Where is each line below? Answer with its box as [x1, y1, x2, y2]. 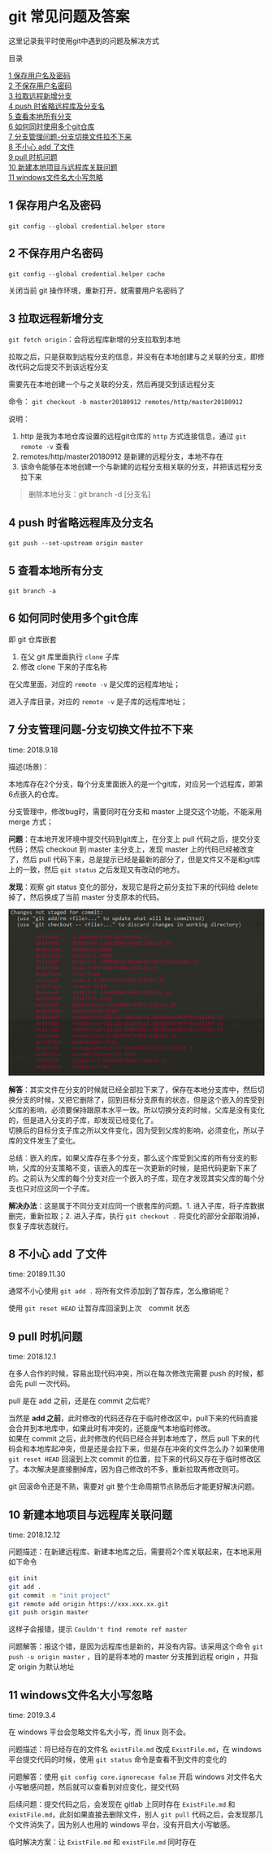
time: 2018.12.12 [8, 1530, 61, 1539]
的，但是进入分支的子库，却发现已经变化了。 [8, 1115, 158, 1125]
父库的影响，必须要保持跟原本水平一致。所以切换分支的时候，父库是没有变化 [8, 1105, 265, 1115]
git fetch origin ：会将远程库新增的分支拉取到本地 [8, 335, 181, 345]
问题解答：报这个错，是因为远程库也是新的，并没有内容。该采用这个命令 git [8, 1641, 264, 1651]
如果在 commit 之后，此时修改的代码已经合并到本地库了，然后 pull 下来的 [8, 1433, 253, 1443]
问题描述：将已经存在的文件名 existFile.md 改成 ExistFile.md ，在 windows [8, 1745, 262, 1755]
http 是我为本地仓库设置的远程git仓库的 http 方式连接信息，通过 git [19, 431, 247, 441]
